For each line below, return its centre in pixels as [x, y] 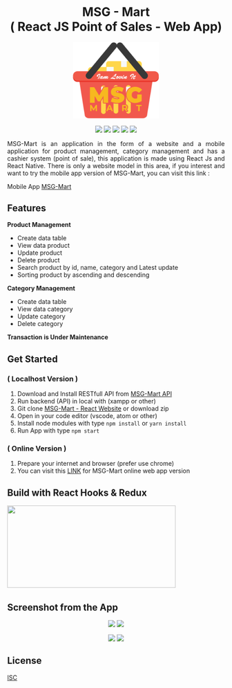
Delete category [40, 324]
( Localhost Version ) [42, 379]
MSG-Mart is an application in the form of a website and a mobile [116, 143]
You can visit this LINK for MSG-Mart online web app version [104, 471]
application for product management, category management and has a [116, 151]
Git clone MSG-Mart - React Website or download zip [93, 408]
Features [27, 208]
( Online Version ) [37, 449]
